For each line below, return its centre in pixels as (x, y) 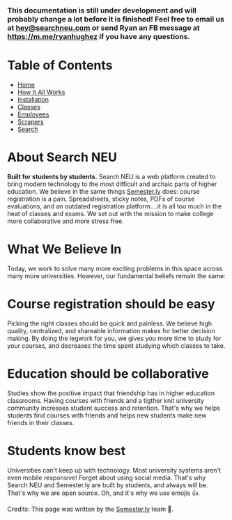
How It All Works (41, 92)
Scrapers (30, 121)
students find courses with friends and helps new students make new (107, 415)
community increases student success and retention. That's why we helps (114, 408)
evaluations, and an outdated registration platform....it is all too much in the (115, 206)
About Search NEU (62, 157)
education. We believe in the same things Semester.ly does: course (103, 191)
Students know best (67, 451)
